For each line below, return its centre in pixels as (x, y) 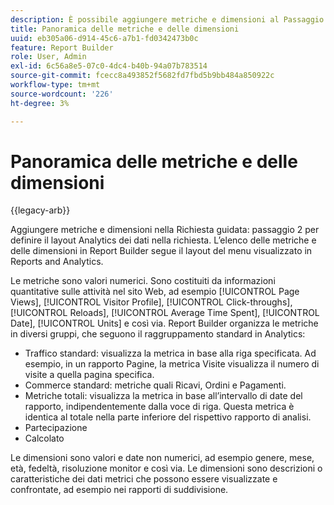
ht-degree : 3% (40, 103)
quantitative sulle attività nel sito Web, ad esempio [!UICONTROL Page (155, 292)
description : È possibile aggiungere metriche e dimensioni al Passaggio (167, 19)
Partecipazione (56, 428)
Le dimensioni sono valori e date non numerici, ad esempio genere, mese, (162, 458)
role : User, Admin (48, 57)
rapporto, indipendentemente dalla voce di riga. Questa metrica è (159, 407)
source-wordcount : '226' (62, 94)
